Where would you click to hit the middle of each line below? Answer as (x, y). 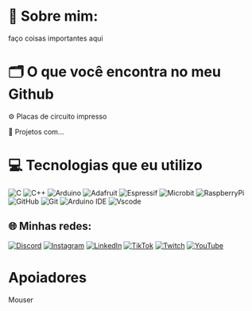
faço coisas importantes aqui (56, 38)
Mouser (21, 299)
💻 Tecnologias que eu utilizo (105, 165)
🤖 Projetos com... (36, 131)
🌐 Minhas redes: (50, 226)
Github (31, 94)
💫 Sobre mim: (53, 16)
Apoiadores (48, 277)
